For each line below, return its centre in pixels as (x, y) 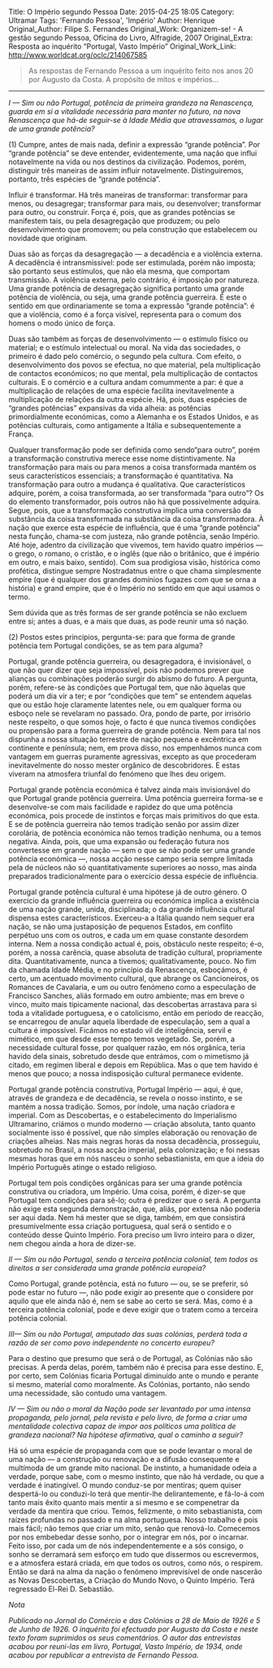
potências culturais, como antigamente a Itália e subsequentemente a (125, 425)
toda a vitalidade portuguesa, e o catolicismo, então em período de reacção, (136, 1013)
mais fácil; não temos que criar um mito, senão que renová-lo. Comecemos (134, 1528)
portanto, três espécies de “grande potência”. (84, 179)
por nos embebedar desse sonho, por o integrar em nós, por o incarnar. (129, 1537)
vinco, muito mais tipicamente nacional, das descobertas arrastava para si (133, 1004)
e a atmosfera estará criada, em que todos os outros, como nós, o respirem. (136, 1563)
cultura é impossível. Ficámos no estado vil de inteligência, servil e (120, 1030)
